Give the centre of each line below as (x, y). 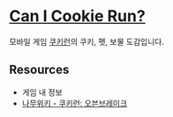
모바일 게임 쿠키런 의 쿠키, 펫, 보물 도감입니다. (87, 41)
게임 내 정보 (42, 92)
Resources (39, 70)
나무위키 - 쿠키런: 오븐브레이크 (75, 103)
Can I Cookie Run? (77, 16)
